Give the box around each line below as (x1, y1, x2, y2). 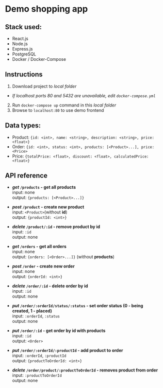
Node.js (12, 41, 28, 47)
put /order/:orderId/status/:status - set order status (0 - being (12, 303, 144, 309)
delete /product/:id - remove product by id (12, 224, 100, 229)
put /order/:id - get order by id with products (12, 328, 106, 334)
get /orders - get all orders (12, 244, 66, 249)
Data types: (5, 122, 41, 130)
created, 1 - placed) (12, 308, 52, 314)
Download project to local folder (12, 83, 77, 89)
